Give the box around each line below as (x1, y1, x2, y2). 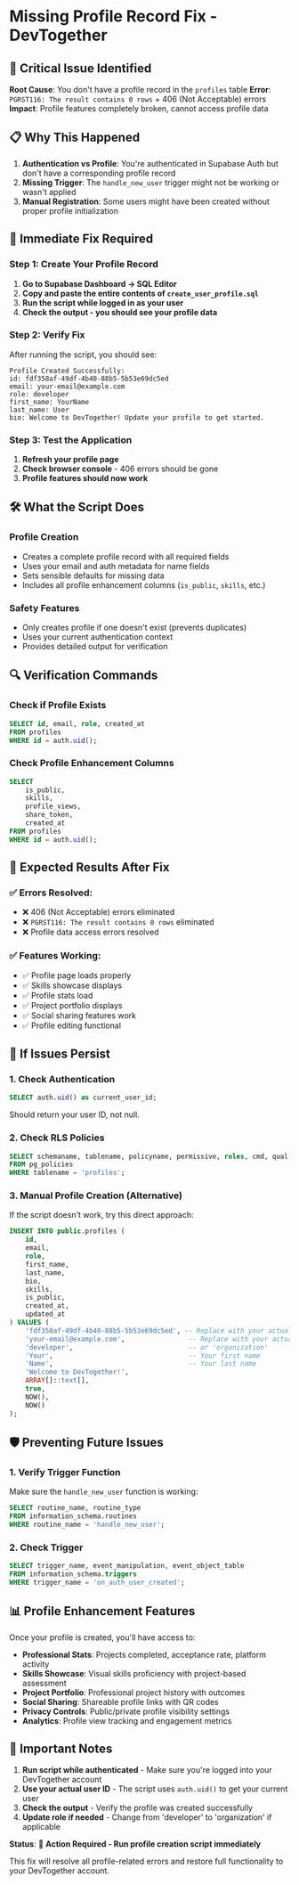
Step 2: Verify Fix (9, 329, 86, 341)
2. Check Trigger (9, 1541, 84, 1554)
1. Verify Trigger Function (9, 1465, 122, 1478)
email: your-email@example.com (9, 381, 125, 391)
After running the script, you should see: (9, 349, 158, 360)
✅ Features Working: (9, 950, 101, 962)
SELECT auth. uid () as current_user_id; (9, 1093, 158, 1102)
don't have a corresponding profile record (21, 167, 176, 178)
